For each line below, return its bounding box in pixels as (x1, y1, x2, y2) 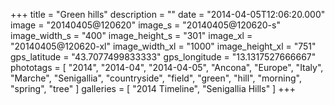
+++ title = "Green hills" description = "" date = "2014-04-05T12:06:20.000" (10, 9, 326, 20)
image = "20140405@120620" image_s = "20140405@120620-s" (10, 19, 281, 31)
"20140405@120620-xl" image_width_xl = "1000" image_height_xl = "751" (10, 40, 317, 52)
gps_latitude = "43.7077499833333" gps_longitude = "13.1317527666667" (10, 51, 317, 63)
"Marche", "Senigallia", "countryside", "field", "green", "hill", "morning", (10, 72, 302, 84)
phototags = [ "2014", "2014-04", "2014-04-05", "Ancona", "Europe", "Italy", (10, 62, 324, 73)
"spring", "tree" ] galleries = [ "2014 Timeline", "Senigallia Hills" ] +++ (10, 83, 296, 94)
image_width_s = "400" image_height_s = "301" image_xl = (10, 30, 253, 41)
